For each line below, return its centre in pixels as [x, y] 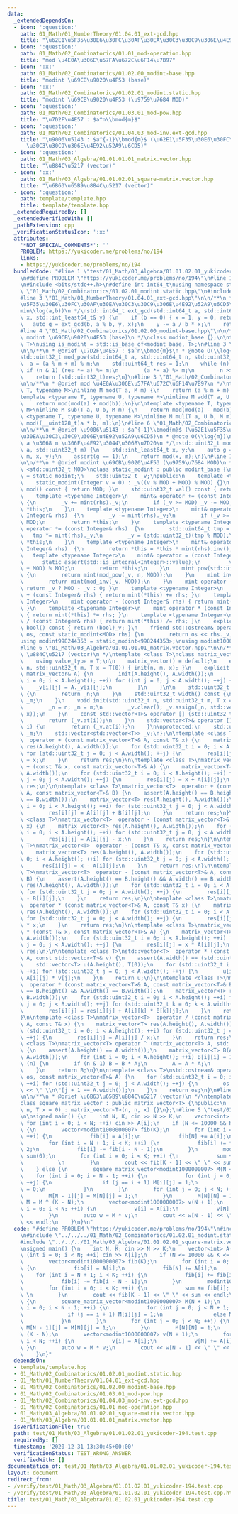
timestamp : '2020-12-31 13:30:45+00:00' [74, 1447]
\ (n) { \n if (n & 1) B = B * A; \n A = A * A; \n [115, 1064]
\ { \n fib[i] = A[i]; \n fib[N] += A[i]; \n [119, 1268]
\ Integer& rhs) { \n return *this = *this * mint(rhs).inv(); [126, 549]
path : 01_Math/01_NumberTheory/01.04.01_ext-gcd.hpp [100, 34]
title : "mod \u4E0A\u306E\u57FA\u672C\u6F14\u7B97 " [98, 60]
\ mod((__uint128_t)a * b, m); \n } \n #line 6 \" [90, 423]
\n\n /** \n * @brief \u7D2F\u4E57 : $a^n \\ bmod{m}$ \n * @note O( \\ [120, 351]
